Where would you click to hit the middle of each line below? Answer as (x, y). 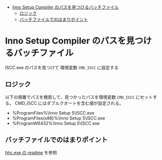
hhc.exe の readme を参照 (31, 152)
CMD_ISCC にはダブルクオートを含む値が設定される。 (69, 103)
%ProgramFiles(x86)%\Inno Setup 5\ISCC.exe (59, 118)
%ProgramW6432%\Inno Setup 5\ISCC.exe (56, 123)
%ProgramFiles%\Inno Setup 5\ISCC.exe (53, 113)
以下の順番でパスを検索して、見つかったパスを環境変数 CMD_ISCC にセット (79, 97)
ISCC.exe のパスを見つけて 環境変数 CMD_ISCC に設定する (62, 67)
